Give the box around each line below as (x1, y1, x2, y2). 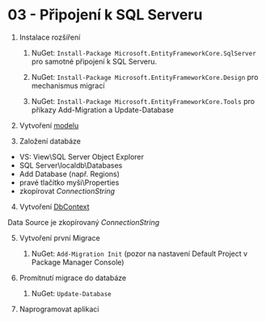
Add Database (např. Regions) (19, 169, 120, 178)
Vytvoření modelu (19, 120, 79, 130)
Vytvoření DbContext (19, 202, 90, 211)
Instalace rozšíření (19, 32, 81, 42)
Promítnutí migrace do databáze (19, 273, 127, 282)
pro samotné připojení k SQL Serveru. (31, 56, 158, 66)
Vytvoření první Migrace (19, 232, 100, 243)
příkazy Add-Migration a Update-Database (31, 105, 175, 115)
